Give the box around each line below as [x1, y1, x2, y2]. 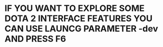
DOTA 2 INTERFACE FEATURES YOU [4, 13, 153, 24]
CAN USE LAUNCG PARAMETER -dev [4, 23, 159, 34]
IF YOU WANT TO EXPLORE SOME [4, 3, 145, 14]
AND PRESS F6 [4, 34, 67, 45]
